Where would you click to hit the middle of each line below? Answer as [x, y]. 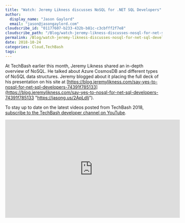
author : [13, 14]
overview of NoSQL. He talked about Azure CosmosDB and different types [82, 71]
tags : [11, 51]
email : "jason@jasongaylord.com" [44, 24]
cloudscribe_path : [24, 33]
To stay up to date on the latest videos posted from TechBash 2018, [75, 107]
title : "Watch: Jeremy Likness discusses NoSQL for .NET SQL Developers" [84, 10]
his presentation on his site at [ [37, 82]
